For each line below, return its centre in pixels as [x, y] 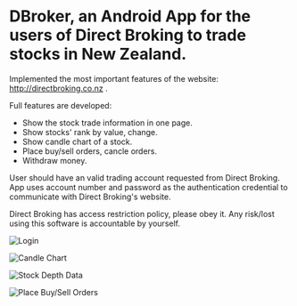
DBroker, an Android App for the [130, 16]
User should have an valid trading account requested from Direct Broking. [145, 177]
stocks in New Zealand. [98, 54]
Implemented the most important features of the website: [114, 78]
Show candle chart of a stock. [77, 141]
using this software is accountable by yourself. [95, 223]
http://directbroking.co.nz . [59, 88]
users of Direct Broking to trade [128, 35]
